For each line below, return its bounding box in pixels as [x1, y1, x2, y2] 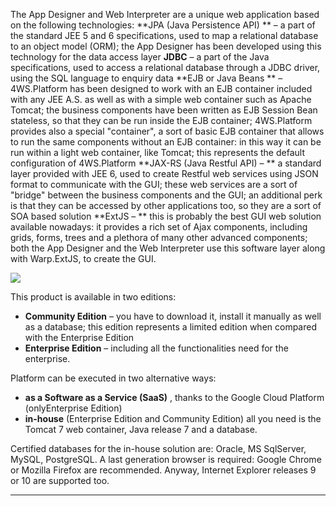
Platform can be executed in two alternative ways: [10, 372, 217, 384]
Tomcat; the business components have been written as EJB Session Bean [10, 104, 318, 116]
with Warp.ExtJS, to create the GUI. [10, 253, 157, 264]
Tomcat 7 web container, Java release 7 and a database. [24, 424, 258, 435]
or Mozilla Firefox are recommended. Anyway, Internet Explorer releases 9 [10, 464, 317, 476]
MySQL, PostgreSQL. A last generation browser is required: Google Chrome [10, 454, 322, 465]
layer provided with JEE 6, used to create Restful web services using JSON [10, 168, 319, 179]
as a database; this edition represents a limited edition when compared [24, 321, 318, 333]
